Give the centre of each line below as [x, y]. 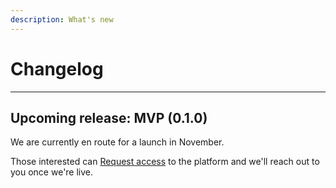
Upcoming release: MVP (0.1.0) [109, 117]
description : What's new [62, 19]
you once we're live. [52, 172]
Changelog [57, 68]
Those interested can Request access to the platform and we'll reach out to [165, 162]
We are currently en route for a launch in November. [117, 142]
